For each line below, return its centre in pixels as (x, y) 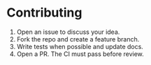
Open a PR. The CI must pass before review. (80, 54)
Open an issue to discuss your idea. (68, 32)
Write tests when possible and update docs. (80, 46)
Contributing (44, 13)
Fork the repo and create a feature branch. (78, 39)
